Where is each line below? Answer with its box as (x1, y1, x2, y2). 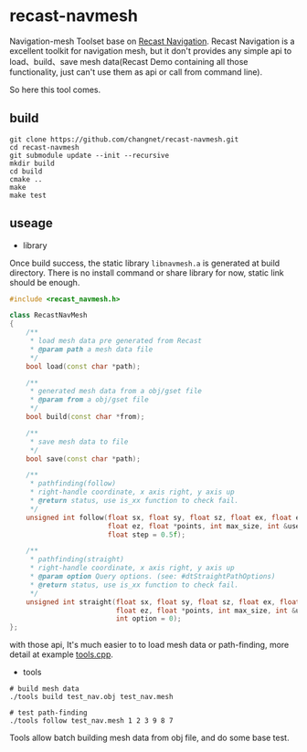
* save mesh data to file (29, 437, 129, 446)
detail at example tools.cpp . (9, 649, 114, 660)
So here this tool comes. (9, 84, 101, 95)
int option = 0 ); (115, 614, 182, 623)
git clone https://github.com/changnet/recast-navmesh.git (9, 134, 239, 144)
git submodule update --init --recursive (9, 151, 170, 160)
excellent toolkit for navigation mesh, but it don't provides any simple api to (9, 45, 292, 56)
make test (9, 191, 48, 200)
